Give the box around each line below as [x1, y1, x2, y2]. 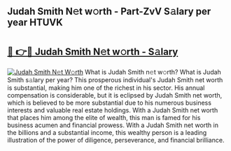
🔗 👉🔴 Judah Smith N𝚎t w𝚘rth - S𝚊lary [7, 46, 178, 58]
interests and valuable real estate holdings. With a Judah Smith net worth [7, 106, 218, 114]
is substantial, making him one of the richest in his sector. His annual [7, 84, 205, 92]
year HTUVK [7, 17, 63, 29]
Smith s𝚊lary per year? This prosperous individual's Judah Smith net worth [7, 76, 223, 84]
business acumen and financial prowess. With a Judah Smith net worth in [7, 121, 219, 129]
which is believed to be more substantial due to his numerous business [7, 98, 212, 107]
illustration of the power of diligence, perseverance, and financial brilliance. [7, 136, 225, 144]
